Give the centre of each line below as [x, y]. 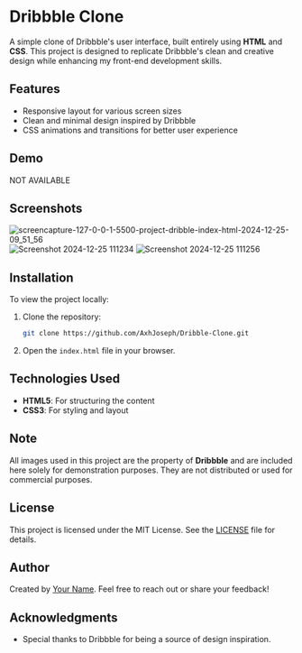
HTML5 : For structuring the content [88, 400]
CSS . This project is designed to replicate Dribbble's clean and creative [142, 51]
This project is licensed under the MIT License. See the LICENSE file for [142, 529]
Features [35, 89]
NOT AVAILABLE [40, 180]
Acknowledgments [64, 617]
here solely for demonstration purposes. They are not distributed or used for [151, 470]
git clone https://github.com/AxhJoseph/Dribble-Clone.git [136, 334]
